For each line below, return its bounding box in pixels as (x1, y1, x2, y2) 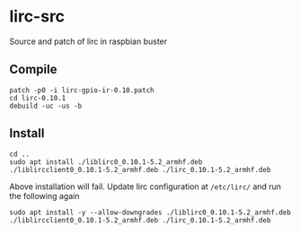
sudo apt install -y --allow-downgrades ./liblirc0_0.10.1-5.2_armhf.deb (9, 208, 292, 217)
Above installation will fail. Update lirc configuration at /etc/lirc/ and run (9, 181, 281, 192)
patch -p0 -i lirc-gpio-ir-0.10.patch (9, 85, 154, 95)
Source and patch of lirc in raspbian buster (9, 36, 168, 47)
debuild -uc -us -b (9, 101, 83, 110)
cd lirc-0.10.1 (9, 93, 66, 102)
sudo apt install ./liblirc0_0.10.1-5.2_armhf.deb (9, 157, 203, 167)
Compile (9, 62, 57, 77)
